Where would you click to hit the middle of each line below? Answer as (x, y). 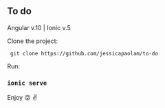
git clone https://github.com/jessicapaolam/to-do (84, 53)
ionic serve (27, 83)
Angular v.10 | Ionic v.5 (39, 27)
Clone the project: (33, 41)
